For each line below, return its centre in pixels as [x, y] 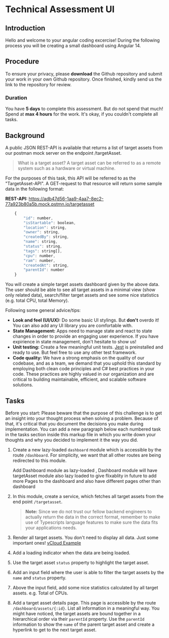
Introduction [25, 28]
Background [25, 135]
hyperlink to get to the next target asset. [55, 629]
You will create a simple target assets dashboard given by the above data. [82, 285]
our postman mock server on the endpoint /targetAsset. [63, 153]
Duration [16, 97]
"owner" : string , [42, 232]
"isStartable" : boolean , [50, 223]
